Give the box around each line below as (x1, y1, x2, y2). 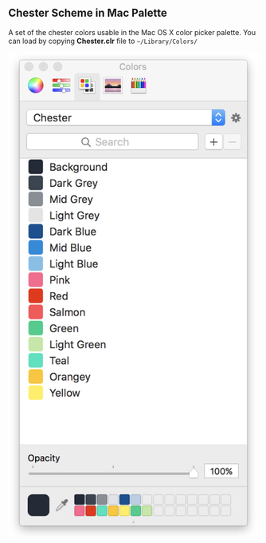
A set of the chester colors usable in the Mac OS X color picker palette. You (8, 27, 256, 37)
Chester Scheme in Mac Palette (8, 6, 167, 20)
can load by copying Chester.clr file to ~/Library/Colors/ (8, 36, 198, 46)
